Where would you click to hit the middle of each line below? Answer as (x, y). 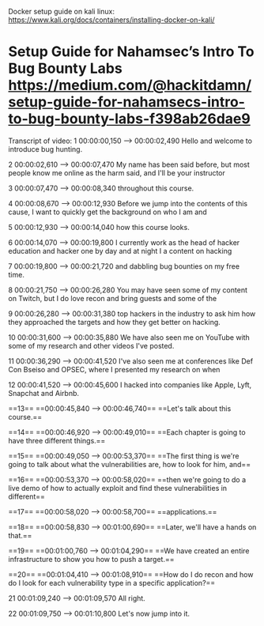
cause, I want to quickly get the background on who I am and (107, 212)
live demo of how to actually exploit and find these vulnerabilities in (118, 488)
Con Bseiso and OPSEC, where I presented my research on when (114, 369)
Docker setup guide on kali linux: (61, 11)
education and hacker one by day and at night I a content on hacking (120, 251)
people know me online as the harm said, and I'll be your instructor (117, 172)
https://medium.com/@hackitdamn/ (130, 85)
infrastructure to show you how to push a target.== (91, 559)
